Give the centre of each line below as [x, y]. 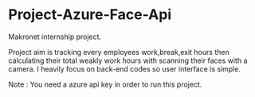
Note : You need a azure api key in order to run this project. [105, 84]
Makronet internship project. [55, 37]
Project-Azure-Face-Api [90, 15]
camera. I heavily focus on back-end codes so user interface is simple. [125, 68]
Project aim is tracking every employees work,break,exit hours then [119, 52]
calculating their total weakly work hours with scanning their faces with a [128, 60]
